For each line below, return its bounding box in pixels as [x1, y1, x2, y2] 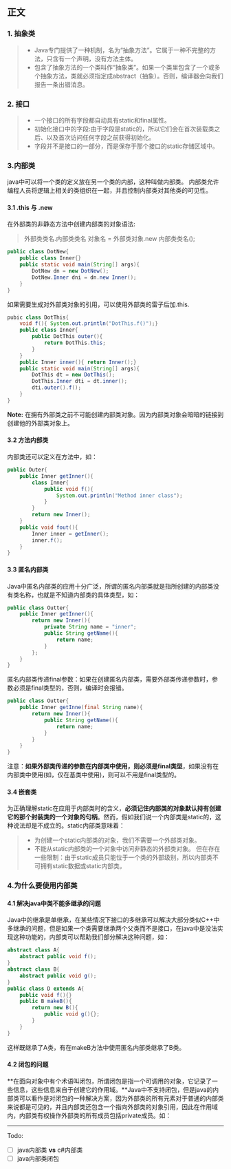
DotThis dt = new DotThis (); [32, 371, 115, 379]
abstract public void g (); [19, 972, 97, 979]
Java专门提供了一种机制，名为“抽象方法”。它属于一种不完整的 [34, 45, 210, 54]
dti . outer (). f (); [32, 384, 81, 391]
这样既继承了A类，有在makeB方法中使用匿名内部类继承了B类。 [7, 1043, 186, 1051]
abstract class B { [7, 966, 60, 973]
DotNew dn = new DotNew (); [32, 268, 109, 275]
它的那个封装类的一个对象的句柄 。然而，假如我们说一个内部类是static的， [7, 813, 215, 821]
